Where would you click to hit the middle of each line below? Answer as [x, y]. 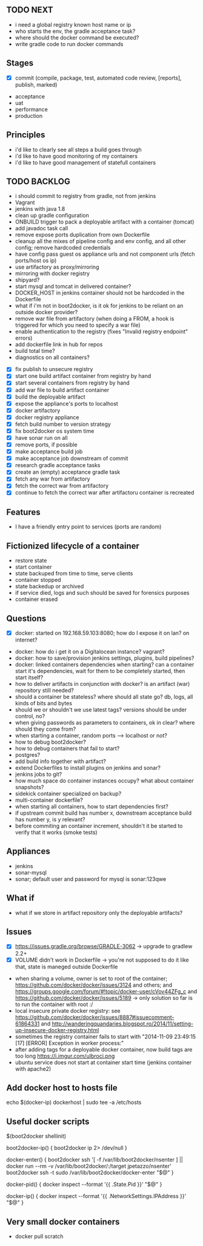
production [29, 115]
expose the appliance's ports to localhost [66, 403]
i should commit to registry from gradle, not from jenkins [85, 196]
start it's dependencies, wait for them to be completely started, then [100, 671]
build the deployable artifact [50, 397]
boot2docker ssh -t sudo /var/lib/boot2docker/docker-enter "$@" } [90, 1172]
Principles [26, 135]
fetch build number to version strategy [63, 424]
